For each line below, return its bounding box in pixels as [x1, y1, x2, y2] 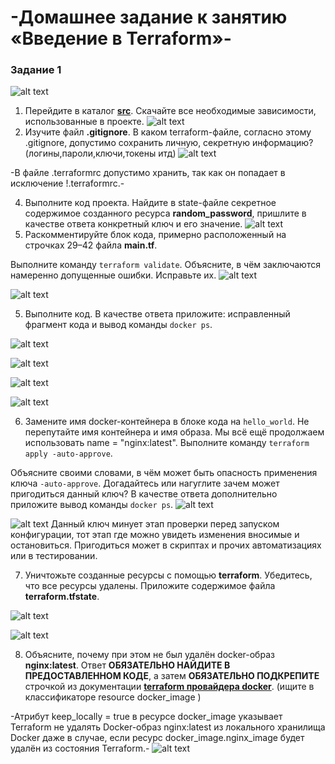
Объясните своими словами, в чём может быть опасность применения [10, 467, 318, 479]
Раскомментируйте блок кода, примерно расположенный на [24, 229, 287, 241]
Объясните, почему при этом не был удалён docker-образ [24, 649, 275, 661]
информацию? [251, 137, 314, 149]
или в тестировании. [10, 550, 98, 562]
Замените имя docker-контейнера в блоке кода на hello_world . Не [24, 416, 310, 428]
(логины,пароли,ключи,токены [24, 147, 157, 160]
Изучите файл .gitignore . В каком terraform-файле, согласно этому [24, 126, 312, 138]
